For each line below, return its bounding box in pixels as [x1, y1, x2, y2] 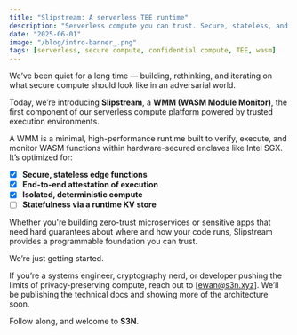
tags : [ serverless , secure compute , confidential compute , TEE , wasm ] [9, 46, 277, 55]
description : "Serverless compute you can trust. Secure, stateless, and [9, 21, 289, 30]
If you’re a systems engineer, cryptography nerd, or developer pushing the [9, 270, 283, 281]
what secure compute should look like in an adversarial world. [9, 80, 236, 91]
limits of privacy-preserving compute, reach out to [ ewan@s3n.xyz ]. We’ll [9, 280, 279, 291]
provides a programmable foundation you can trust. [9, 236, 198, 247]
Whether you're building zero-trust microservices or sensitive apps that [9, 217, 271, 227]
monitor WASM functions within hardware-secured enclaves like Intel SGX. [9, 143, 283, 154]
